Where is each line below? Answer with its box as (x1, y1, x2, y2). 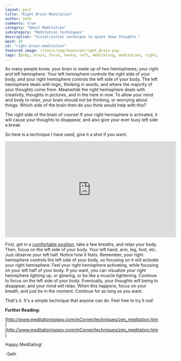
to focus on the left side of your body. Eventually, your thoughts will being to (5, 278, 159, 284)
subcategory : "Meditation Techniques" (5, 30, 84, 35)
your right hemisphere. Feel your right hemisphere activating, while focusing (5, 262, 159, 268)
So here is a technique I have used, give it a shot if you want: (5, 131, 127, 137)
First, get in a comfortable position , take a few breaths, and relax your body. (5, 241, 158, 247)
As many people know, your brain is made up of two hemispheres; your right (5, 66, 159, 72)
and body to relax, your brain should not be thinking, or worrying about (5, 97, 148, 103)
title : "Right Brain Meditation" (5, 12, 73, 17)
